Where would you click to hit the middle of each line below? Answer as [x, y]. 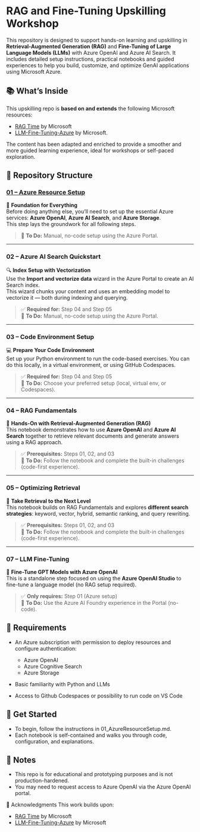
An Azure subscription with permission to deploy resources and [93, 642]
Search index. [23, 285]
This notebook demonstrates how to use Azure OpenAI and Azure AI [91, 430]
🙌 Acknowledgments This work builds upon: [60, 805]
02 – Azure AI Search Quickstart [54, 257]
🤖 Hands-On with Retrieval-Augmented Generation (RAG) [79, 423]
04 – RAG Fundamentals [42, 410]
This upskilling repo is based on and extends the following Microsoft [90, 108]
